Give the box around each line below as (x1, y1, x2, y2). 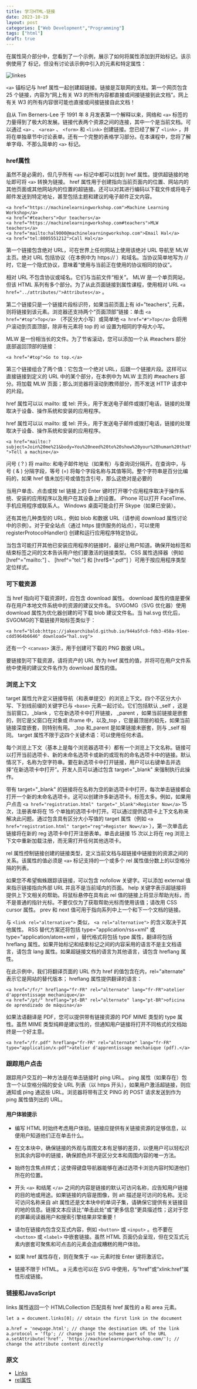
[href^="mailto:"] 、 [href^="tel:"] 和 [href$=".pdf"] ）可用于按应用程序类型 (6, 556, 186, 564)
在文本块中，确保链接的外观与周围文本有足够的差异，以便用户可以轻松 (14, 1145, 185, 1152)
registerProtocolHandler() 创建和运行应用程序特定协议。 (6, 529, 141, 536)
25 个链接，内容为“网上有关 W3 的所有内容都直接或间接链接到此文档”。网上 (6, 92, 189, 98)
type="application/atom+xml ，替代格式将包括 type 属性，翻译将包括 (6, 933, 173, 940)
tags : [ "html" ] (6, 31, 43, 36)
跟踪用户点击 (6, 1060, 43, 1068)
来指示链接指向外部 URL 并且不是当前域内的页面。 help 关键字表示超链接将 (6, 884, 186, 891)
